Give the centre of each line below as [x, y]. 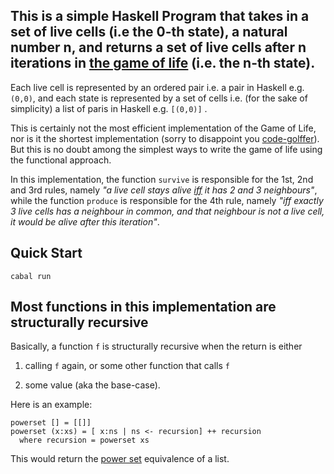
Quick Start [46, 253]
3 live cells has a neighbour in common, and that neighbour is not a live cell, [167, 211]
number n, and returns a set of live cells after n [158, 47]
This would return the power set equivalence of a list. [120, 459]
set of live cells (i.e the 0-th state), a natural [149, 32]
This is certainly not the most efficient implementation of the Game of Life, [163, 128]
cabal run [31, 276]
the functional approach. [61, 160]
